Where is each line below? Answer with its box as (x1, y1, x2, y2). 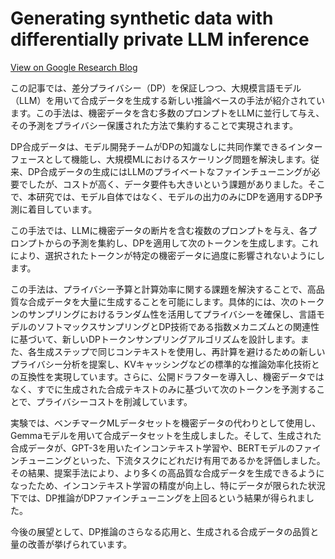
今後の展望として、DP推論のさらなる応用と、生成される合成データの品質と (10, 525, 320, 537)
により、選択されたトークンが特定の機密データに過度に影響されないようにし (10, 249, 325, 261)
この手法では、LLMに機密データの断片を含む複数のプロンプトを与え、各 (10, 224, 309, 236)
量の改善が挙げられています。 (10, 538, 133, 550)
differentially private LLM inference (10, 28, 310, 51)
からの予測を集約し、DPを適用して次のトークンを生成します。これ (44, 237, 319, 249)
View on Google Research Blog (10, 61, 138, 73)
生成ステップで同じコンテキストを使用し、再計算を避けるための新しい (36, 345, 326, 357)
